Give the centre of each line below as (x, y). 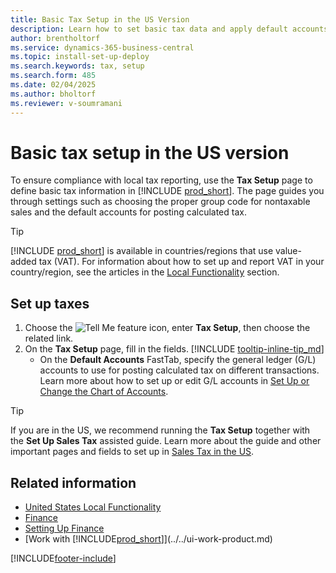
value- (288, 251)
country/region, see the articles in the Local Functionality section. (145, 272)
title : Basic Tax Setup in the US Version (100, 19)
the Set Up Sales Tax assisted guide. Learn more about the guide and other (166, 441)
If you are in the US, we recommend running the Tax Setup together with (160, 430)
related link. (49, 338)
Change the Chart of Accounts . (104, 392)
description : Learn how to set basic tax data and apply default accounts (169, 29)
